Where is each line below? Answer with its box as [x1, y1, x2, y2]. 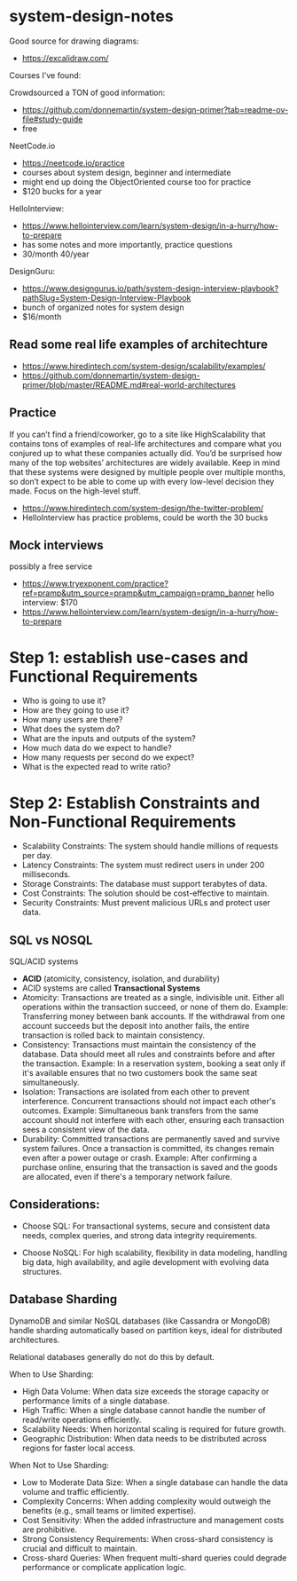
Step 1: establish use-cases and [9, 647, 248, 668]
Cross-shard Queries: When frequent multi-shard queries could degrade [21, 1552, 287, 1563]
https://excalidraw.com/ [21, 52, 109, 63]
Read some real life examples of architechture [9, 337, 269, 352]
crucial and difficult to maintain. [21, 1543, 137, 1553]
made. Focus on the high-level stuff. [9, 486, 141, 496]
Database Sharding [9, 1292, 118, 1307]
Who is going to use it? [21, 695, 106, 707]
